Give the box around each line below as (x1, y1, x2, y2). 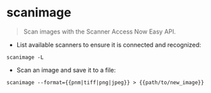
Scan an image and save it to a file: (16, 66, 117, 74)
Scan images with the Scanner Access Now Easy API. (23, 27, 177, 36)
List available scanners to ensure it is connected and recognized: (16, 40, 201, 49)
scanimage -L (6, 53, 44, 61)
